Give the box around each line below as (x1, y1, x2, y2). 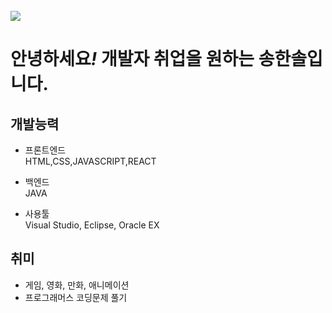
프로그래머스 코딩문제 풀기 (24, 291, 128, 303)
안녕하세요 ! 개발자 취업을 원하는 (10, 48, 255, 71)
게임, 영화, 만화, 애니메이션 (24, 279, 130, 291)
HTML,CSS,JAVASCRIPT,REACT (24, 155, 157, 167)
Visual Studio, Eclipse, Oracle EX (24, 219, 160, 231)
